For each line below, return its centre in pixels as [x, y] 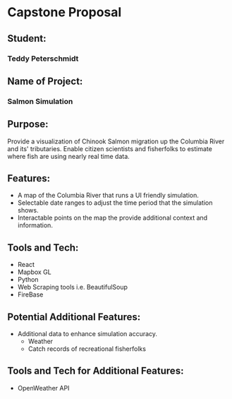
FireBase [30, 294]
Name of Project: [45, 81]
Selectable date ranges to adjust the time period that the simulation [115, 203]
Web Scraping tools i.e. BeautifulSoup [73, 287]
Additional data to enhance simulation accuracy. [87, 334]
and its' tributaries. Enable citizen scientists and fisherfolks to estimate [110, 148]
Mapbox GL [34, 272]
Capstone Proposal [65, 12]
